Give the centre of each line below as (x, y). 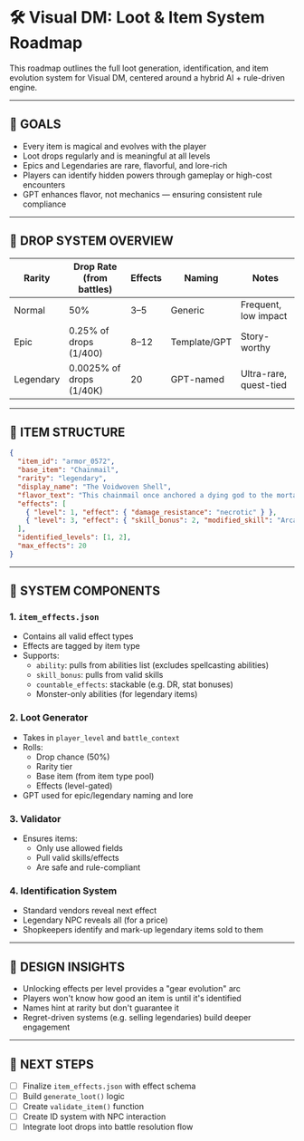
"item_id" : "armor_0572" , (66, 462)
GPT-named (197, 379)
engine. (24, 87)
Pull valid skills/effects (77, 858)
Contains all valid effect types (78, 636)
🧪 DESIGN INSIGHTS (67, 967)
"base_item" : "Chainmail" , (68, 470)
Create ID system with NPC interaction (94, 1117)
